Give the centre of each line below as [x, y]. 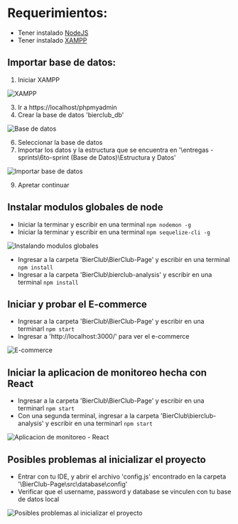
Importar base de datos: [61, 63]
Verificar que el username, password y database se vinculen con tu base [124, 492]
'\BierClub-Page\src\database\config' [72, 484]
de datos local [38, 499]
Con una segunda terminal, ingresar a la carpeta [88, 416]
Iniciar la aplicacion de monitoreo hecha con [107, 372]
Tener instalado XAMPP [52, 40]
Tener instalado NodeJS [53, 33]
